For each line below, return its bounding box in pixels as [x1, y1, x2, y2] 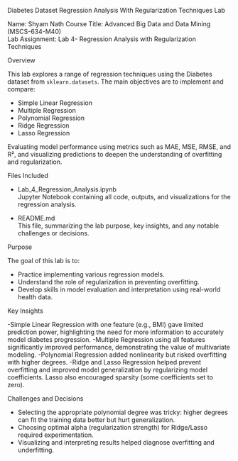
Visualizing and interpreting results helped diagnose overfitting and [17, 438, 215, 446]
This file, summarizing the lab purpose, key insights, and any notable [17, 221, 220, 230]
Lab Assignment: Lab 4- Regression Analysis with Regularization [7, 35, 197, 43]
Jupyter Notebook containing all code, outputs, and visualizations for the [17, 193, 231, 201]
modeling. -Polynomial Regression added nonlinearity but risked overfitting [7, 350, 227, 359]
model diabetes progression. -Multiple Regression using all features [7, 335, 206, 343]
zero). [7, 381, 25, 389]
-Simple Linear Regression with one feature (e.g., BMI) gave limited [7, 321, 204, 328]
